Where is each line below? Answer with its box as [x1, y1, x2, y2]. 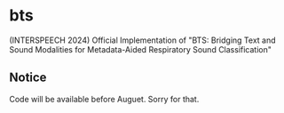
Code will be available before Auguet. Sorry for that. [9, 93, 200, 104]
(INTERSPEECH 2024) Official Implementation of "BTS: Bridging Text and [9, 35, 277, 45]
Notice [9, 70, 47, 85]
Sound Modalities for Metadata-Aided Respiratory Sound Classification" [9, 44, 272, 54]
